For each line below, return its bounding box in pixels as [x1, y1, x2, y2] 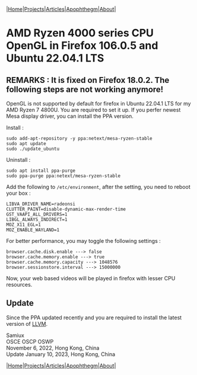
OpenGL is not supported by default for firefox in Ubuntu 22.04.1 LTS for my [6, 100, 191, 107]
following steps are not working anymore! [6, 84, 164, 94]
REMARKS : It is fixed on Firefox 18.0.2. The [6, 75, 170, 85]
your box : [6, 190, 31, 197]
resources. [6, 281, 33, 288]
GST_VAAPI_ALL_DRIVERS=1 [6, 211, 68, 217]
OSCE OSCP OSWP [6, 338, 54, 345]
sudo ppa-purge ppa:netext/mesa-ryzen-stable [6, 173, 120, 179]
